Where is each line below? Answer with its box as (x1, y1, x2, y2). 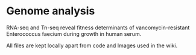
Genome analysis (6, 4, 95, 18)
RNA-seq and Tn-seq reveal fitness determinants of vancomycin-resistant (6, 24, 190, 31)
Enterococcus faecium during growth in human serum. (6, 30, 142, 37)
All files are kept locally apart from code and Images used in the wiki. (6, 42, 178, 49)
